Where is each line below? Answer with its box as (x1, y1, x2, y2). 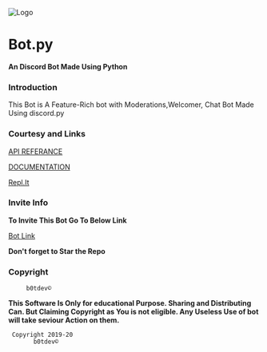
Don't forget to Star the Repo (8, 246, 106, 255)
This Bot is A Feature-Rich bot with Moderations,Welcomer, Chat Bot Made (8, 100, 254, 109)
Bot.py (8, 36, 54, 53)
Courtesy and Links (8, 129, 86, 140)
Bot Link (8, 231, 36, 240)
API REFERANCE (8, 146, 63, 156)
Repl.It (8, 177, 30, 187)
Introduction (8, 81, 58, 93)
